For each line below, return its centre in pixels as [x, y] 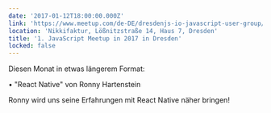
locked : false [32, 46]
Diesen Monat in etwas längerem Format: [77, 69]
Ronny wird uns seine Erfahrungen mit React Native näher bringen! [119, 100]
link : [17, 23]
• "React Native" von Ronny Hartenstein [75, 85]
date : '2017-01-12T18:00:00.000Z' [67, 16]
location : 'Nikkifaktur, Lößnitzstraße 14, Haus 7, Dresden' [113, 31]
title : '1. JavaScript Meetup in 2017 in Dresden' [95, 38]
